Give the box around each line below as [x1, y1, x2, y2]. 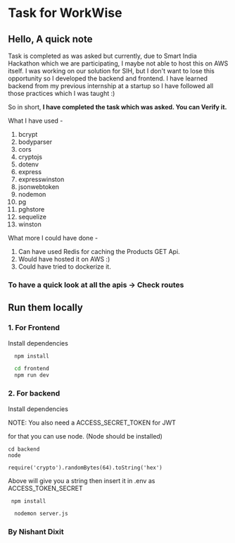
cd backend [8, 446, 40, 453]
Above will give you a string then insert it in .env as [8, 476, 155, 484]
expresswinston [18, 175, 65, 183]
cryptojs [18, 153, 43, 161]
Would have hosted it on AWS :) [18, 255, 110, 263]
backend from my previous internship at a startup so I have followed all [8, 82, 214, 90]
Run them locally [8, 302, 83, 314]
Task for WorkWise [8, 5, 122, 21]
